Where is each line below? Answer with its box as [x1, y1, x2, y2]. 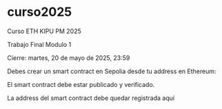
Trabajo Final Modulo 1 [7, 40, 72, 48]
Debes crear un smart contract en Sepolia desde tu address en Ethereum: [7, 67, 216, 75]
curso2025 [7, 4, 72, 20]
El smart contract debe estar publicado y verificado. [7, 80, 155, 88]
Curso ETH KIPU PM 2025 [7, 27, 81, 35]
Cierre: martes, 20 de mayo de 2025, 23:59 [7, 53, 130, 62]
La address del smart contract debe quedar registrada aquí [7, 94, 174, 102]
